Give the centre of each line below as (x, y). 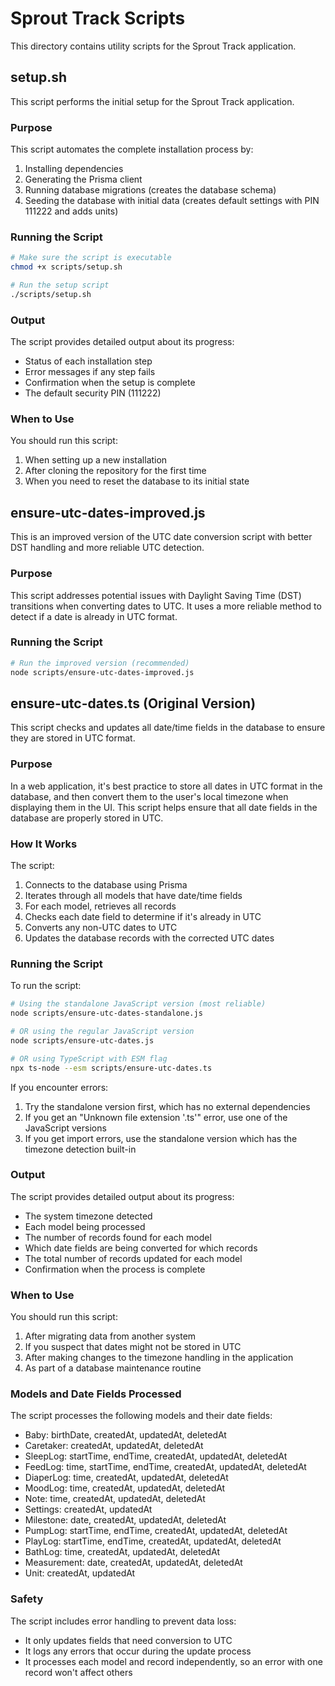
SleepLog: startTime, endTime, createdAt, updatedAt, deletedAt (156, 1456)
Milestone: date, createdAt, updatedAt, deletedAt (125, 1520)
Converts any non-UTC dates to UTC (101, 927)
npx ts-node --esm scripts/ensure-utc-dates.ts (111, 1068)
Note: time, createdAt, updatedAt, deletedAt (115, 1499)
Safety (27, 1599)
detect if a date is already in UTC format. (94, 616)
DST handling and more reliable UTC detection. (107, 548)
